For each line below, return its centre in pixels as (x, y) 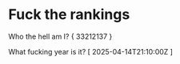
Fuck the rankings (69, 15)
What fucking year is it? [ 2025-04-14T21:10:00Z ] (91, 51)
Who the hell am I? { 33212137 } (60, 36)
